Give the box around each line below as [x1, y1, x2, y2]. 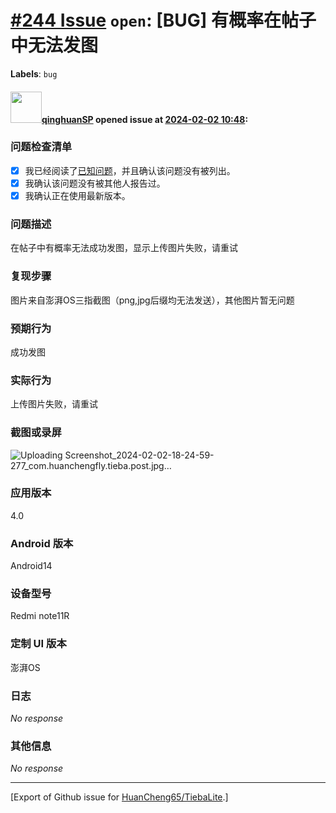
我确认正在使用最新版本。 [24, 189, 131, 201]
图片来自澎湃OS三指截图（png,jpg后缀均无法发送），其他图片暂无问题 [10, 294, 295, 306]
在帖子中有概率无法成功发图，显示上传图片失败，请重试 [10, 242, 238, 254]
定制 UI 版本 [10, 637, 67, 651]
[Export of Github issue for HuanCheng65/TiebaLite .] [10, 791, 229, 803]
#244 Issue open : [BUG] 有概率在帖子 [10, 9, 317, 32]
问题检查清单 [10, 140, 73, 154]
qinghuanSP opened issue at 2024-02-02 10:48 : [41, 113, 249, 125]
